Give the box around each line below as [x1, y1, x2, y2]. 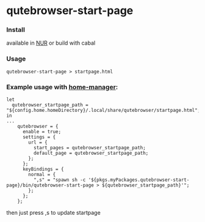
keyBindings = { [22, 166, 64, 172]
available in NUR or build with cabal [6, 39, 96, 46]
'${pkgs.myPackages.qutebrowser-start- [88, 177, 190, 183]
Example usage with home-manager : [6, 83, 118, 91]
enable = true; [22, 129, 62, 135]
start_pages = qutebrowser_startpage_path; [33, 145, 146, 151]
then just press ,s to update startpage [6, 209, 101, 216]
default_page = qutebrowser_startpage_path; [33, 150, 149, 157]
